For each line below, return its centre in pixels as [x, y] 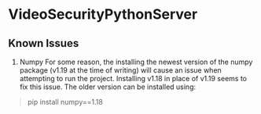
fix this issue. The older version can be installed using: [108, 87]
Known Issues [44, 43]
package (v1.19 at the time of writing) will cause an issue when [120, 70]
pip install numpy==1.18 [65, 102]
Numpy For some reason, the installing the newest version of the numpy [136, 62]
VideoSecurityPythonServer [103, 14]
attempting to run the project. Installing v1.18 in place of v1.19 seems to [133, 78]
